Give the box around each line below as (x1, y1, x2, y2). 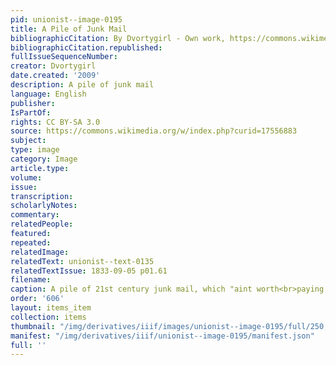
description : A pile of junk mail (10, 80, 155, 90)
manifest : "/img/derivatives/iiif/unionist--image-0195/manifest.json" (10, 331, 315, 341)
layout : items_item (10, 303, 92, 313)
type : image (10, 145, 60, 155)
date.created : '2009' (10, 71, 101, 81)
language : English (10, 89, 87, 99)
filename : (10, 275, 52, 285)
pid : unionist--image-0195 (10, 14, 123, 25)
